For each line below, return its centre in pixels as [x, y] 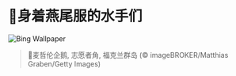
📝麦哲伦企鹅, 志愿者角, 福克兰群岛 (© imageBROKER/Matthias [128, 55]
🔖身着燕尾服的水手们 [75, 16]
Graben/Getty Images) [64, 63]
